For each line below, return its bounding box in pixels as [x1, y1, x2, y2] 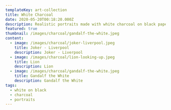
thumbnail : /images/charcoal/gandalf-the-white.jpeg [5, 31, 120, 36]
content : [5, 36, 24, 41]
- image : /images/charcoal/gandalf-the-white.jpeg [10, 69, 120, 74]
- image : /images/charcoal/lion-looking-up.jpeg [10, 54, 115, 60]
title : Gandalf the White [14, 74, 70, 79]
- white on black [10, 87, 47, 93]
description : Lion [14, 64, 53, 69]
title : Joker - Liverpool [14, 45, 70, 50]
